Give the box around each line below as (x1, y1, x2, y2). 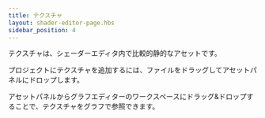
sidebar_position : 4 (8, 26, 77, 34)
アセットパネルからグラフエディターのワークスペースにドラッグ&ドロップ (8, 92, 247, 101)
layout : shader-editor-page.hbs (8, 19, 115, 27)
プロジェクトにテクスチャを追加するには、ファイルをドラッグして (8, 65, 223, 75)
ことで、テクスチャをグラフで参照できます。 (14, 101, 160, 111)
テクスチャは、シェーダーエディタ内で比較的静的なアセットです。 (8, 49, 221, 58)
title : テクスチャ (8, 11, 63, 20)
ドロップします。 (28, 76, 85, 85)
